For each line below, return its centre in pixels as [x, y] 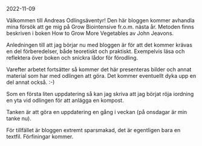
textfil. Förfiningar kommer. [40, 136]
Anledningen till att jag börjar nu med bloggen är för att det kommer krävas [99, 45]
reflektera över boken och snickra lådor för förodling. [72, 58]
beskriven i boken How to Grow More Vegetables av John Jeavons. [90, 33]
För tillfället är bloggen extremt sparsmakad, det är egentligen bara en [93, 130]
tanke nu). [19, 118]
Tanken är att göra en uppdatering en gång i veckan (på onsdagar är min [97, 112]
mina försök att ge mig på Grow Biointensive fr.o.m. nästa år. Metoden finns [100, 27]
